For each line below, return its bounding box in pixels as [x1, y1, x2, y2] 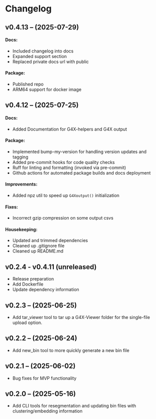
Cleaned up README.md [12, 248, 64, 254]
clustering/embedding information [12, 408, 83, 414]
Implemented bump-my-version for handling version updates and [12, 148, 147, 154]
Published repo [12, 81, 44, 87]
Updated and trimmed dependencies [12, 237, 88, 243]
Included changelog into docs [12, 48, 74, 54]
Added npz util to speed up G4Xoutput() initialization [12, 192, 120, 198]
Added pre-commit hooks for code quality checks [12, 159, 115, 165]
